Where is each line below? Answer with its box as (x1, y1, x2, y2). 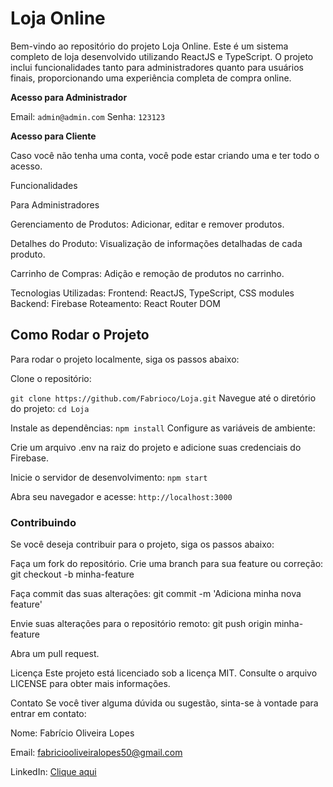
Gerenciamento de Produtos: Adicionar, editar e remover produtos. (10, 218, 285, 230)
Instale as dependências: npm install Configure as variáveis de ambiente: (10, 422, 316, 434)
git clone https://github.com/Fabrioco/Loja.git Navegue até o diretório (10, 392, 317, 404)
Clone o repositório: (10, 372, 92, 384)
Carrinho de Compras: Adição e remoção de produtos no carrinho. (10, 267, 285, 279)
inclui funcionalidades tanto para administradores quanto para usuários (10, 61, 304, 73)
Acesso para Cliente (10, 130, 97, 142)
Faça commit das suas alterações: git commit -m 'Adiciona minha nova (10, 588, 302, 600)
